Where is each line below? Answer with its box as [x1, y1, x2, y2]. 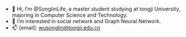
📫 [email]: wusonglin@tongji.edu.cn [11, 24, 100, 31]
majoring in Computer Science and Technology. [11, 12, 128, 18]
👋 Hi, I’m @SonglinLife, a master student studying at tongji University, [11, 6, 181, 12]
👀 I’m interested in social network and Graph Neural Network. [11, 18, 161, 24]
